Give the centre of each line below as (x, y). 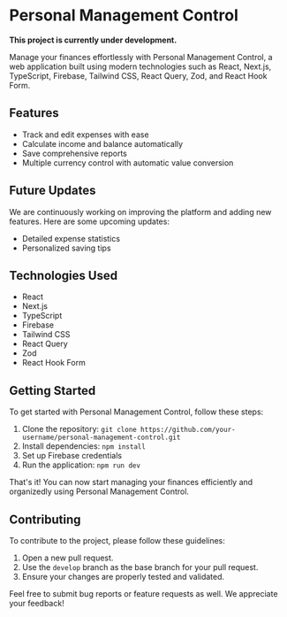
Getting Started (53, 390)
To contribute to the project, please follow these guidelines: (117, 540)
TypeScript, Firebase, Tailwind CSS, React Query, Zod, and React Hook (138, 75)
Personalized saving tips (67, 248)
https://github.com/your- (188, 430)
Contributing (45, 519)
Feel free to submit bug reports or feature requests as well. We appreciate (143, 594)
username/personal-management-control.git (101, 438)
